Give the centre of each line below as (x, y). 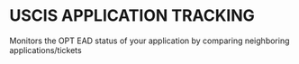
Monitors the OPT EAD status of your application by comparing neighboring (149, 41)
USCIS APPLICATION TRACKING (132, 16)
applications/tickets (46, 50)
